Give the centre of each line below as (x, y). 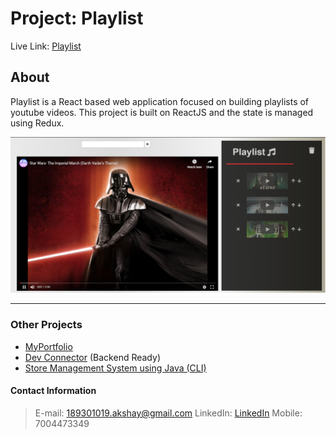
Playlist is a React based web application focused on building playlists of (160, 101)
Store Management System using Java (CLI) (115, 368)
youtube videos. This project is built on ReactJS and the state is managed (162, 112)
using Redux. (37, 123)
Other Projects (46, 325)
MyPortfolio (48, 346)
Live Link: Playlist (46, 46)
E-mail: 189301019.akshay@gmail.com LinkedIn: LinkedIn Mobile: (168, 413)
